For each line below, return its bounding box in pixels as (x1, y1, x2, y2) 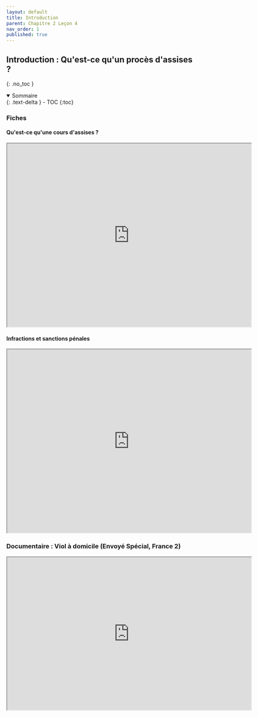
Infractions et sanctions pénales (6, 334, 90, 342)
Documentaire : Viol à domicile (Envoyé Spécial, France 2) (6, 542, 181, 551)
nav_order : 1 (6, 26, 40, 32)
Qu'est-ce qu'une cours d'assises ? (6, 129, 99, 136)
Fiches (6, 114, 27, 122)
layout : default (6, 9, 48, 15)
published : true (6, 32, 48, 38)
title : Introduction (6, 15, 59, 21)
